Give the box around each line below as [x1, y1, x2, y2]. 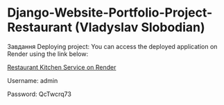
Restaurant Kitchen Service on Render [7, 63, 117, 71]
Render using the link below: [7, 50, 89, 58]
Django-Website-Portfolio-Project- [7, 5, 213, 21]
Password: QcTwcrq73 [7, 90, 71, 98]
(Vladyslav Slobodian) [75, 19, 206, 35]
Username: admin [7, 76, 58, 84]
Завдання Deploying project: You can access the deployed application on [7, 42, 218, 50]
